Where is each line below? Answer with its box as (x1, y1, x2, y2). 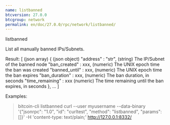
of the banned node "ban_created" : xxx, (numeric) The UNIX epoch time (5, 61, 160, 67)
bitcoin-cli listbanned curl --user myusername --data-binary (17, 103, 146, 110)
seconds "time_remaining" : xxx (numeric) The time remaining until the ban (5, 78, 164, 84)
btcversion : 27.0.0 (5, 12, 47, 17)
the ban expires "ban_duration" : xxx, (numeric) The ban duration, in (5, 73, 149, 79)
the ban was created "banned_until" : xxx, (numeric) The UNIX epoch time (5, 67, 162, 73)
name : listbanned (5, 7, 43, 13)
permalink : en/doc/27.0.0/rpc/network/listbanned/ (5, 22, 116, 27)
